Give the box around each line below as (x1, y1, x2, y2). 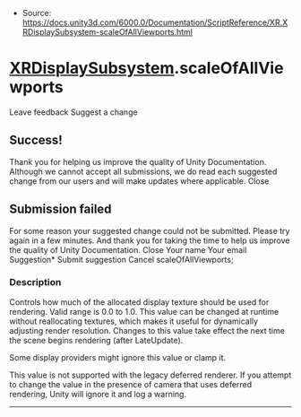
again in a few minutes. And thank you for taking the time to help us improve (9, 235, 290, 246)
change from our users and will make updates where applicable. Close (9, 175, 270, 187)
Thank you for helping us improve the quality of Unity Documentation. (9, 156, 267, 167)
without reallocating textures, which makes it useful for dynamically (9, 316, 258, 326)
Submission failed (9, 202, 112, 217)
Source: (21, 8, 52, 18)
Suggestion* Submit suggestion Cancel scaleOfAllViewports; (9, 254, 235, 265)
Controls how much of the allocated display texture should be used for (9, 296, 270, 308)
